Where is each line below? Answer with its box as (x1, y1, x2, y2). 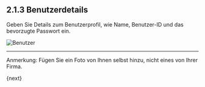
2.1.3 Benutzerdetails (6, 5, 88, 15)
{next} (6, 74, 23, 82)
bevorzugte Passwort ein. (6, 27, 71, 34)
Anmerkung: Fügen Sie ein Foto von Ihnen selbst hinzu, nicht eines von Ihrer (6, 56, 198, 63)
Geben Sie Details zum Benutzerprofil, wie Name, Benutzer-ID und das (6, 21, 184, 28)
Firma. (6, 63, 23, 70)
